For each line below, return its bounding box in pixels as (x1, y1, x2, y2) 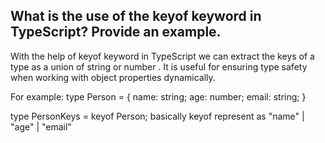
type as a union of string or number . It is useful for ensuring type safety (10, 60, 308, 73)
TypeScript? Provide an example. (10, 24, 222, 41)
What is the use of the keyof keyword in (10, 8, 262, 25)
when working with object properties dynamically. (10, 71, 216, 83)
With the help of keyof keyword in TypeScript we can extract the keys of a (10, 50, 315, 62)
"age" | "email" (10, 120, 72, 133)
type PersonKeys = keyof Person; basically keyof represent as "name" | (10, 110, 305, 122)
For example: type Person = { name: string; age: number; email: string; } (10, 90, 307, 103)
